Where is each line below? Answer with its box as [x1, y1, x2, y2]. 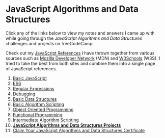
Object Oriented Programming [12, 107, 74, 112]
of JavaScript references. [5, 65, 57, 72]
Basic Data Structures [12, 96, 57, 102]
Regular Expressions [12, 85, 55, 91]
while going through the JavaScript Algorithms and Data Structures [5, 35, 142, 41]
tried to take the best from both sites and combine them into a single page [5, 60, 156, 66]
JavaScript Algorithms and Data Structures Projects [12, 122, 121, 128]
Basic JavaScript [12, 75, 47, 81]
